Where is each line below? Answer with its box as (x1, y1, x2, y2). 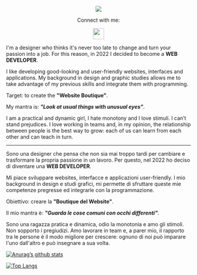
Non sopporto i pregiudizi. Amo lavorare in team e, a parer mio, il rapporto (6, 227, 185, 234)
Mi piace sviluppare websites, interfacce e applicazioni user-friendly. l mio (6, 174, 186, 181)
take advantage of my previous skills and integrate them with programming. (6, 81, 189, 88)
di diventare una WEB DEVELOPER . (6, 163, 92, 170)
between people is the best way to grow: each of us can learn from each (6, 127, 182, 134)
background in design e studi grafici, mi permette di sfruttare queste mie (6, 180, 182, 187)
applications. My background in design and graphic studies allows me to (6, 74, 181, 81)
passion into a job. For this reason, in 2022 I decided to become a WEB (6, 51, 178, 57)
